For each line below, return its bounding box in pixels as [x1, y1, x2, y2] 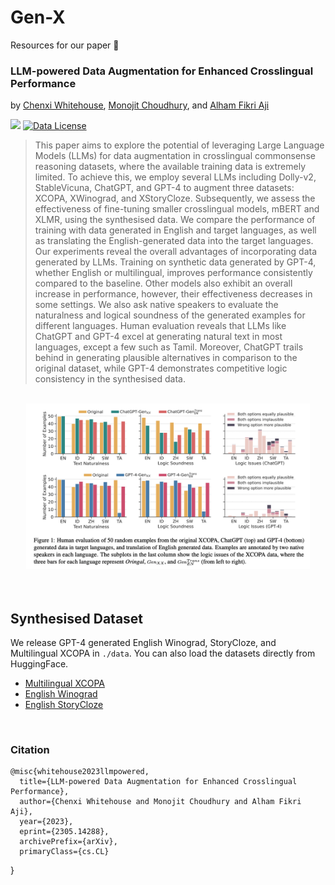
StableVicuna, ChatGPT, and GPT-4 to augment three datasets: [34, 182, 295, 194]
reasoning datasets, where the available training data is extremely [34, 161, 307, 173]
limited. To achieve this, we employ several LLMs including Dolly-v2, [34, 171, 317, 183]
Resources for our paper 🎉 [10, 39, 120, 51]
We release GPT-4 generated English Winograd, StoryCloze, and [10, 636, 277, 648]
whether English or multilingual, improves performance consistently [34, 267, 313, 279]
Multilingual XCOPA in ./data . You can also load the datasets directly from [10, 647, 316, 659]
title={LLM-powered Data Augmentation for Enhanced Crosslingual [19, 777, 298, 787]
